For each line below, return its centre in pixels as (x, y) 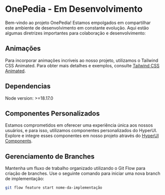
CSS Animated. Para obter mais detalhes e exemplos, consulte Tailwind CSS (82, 65)
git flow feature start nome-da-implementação (54, 188)
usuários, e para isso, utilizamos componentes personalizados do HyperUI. (81, 131)
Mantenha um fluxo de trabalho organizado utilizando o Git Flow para (75, 168)
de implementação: (25, 179)
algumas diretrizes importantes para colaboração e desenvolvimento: (76, 33)
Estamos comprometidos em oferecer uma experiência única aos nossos (79, 125)
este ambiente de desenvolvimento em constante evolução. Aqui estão (77, 28)
